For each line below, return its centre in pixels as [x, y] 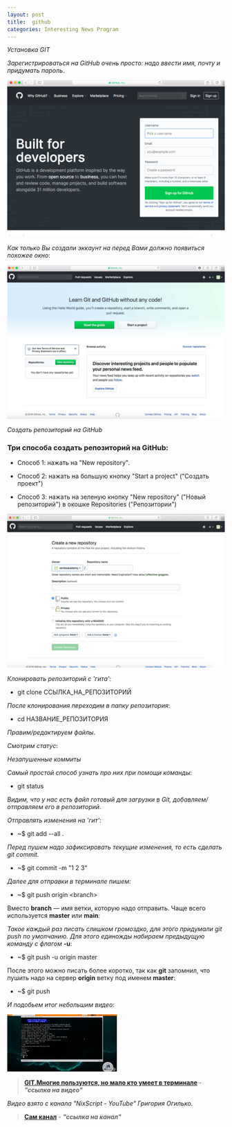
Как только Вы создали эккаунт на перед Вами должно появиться [106, 248]
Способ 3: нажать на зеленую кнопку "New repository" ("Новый [111, 497]
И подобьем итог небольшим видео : [61, 1004]
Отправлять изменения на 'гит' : [55, 820]
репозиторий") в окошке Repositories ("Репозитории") [97, 504]
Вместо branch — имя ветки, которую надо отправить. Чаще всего [106, 908]
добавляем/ [191, 799]
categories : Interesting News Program [63, 29]
